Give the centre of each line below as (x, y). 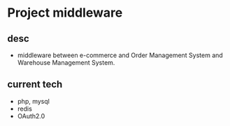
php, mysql (34, 101)
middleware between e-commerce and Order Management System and (120, 55)
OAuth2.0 (31, 116)
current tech (35, 85)
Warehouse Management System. (66, 63)
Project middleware (65, 13)
